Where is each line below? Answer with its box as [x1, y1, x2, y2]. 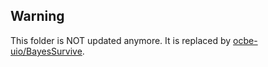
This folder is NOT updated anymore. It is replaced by [10, 34, 232, 46]
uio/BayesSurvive [10, 45, 83, 57]
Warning [10, 8, 65, 25]
